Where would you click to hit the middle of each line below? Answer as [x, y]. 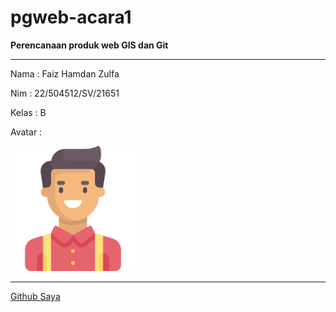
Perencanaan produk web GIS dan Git [89, 45]
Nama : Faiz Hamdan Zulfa [65, 73]
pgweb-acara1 [71, 17]
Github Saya [35, 296]
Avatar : [26, 132]
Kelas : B [28, 112]
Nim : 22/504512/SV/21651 [65, 93]
